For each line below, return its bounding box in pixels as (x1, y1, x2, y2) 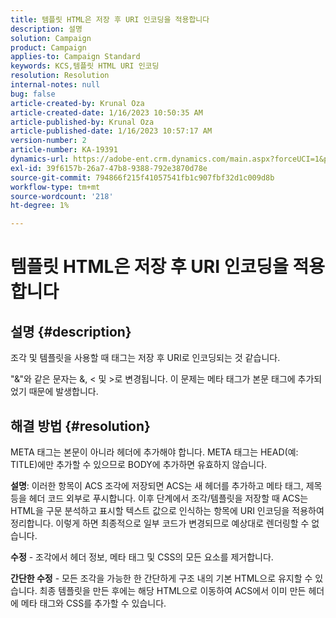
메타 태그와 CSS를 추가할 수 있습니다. (20, 597, 167, 609)
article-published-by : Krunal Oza (10, 117, 155, 127)
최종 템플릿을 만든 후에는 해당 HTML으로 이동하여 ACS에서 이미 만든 (39, 584, 307, 596)
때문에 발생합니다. (28, 386, 99, 398)
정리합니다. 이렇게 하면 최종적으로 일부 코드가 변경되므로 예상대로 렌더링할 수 (10, 517, 310, 529)
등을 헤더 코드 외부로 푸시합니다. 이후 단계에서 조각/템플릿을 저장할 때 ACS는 (10, 492, 309, 504)
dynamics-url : (10, 154, 70, 164)
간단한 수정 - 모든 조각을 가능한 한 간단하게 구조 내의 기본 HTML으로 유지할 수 (10, 572, 313, 584)
